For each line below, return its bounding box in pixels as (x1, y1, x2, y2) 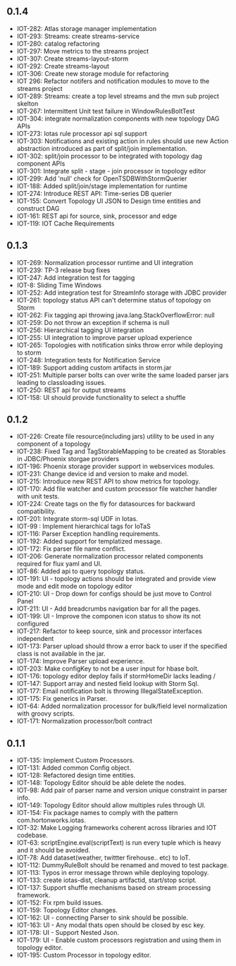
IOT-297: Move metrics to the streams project (16, 47, 149, 55)
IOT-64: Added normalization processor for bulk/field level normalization (16, 702, 228, 711)
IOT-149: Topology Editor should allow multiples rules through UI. (16, 801, 206, 809)
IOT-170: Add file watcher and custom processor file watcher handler (16, 484, 218, 493)
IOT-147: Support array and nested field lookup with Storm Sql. (16, 680, 199, 688)
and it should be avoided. (16, 846, 91, 855)
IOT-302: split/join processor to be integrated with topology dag (16, 152, 202, 160)
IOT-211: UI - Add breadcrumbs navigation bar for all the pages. (16, 604, 201, 613)
